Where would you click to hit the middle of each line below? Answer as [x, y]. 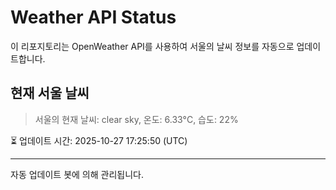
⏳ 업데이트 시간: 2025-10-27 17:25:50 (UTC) [99, 140]
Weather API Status [93, 17]
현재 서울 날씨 [50, 93]
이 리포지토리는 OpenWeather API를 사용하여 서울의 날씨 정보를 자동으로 [152, 46]
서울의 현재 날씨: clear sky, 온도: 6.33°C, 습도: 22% [136, 119]
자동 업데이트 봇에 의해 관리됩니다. [77, 174]
